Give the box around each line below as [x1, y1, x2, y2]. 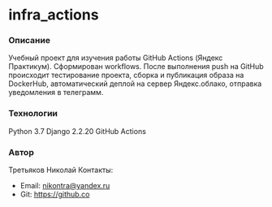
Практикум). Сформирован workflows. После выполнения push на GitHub [8, 62, 264, 71]
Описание [8, 35, 51, 46]
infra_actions [8, 6, 99, 24]
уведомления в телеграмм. [8, 88, 104, 97]
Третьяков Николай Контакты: [8, 165, 114, 175]
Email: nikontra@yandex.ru [19, 181, 110, 191]
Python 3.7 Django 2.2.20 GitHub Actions [8, 126, 146, 136]
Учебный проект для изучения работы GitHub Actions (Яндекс [8, 53, 223, 63]
